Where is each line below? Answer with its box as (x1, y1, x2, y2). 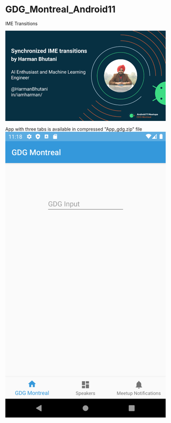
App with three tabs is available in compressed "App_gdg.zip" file (5, 126, 142, 132)
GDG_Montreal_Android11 (5, 4, 116, 15)
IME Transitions (5, 20, 38, 27)
